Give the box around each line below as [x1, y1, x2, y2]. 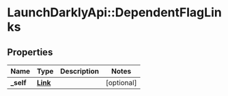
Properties [7, 46, 53, 58]
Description [60, 67, 99, 76]
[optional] [105, 78, 137, 87]
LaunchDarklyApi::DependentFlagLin [7, 5, 222, 20]
